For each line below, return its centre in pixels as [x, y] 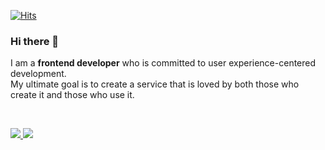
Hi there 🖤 [35, 41]
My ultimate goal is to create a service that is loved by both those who [155, 84]
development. [38, 74]
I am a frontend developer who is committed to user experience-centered [163, 63]
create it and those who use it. [72, 95]
